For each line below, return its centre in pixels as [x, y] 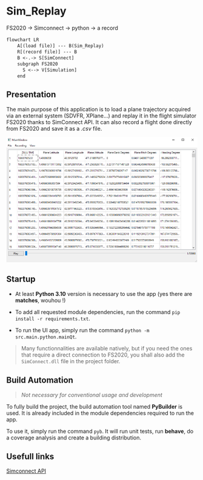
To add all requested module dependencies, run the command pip [98, 312]
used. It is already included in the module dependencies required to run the [100, 413]
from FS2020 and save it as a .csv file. [54, 128]
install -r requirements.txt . [53, 318]
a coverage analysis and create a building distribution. [74, 438]
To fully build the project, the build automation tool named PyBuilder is [95, 406]
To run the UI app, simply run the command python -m [82, 330]
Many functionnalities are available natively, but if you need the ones [107, 348]
